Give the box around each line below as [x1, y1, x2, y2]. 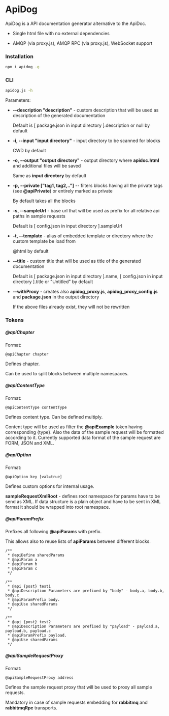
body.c [5, 593, 19, 598]
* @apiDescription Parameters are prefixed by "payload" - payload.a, [7, 624, 160, 629]
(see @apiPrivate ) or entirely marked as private [12, 188, 113, 194]
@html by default [12, 248, 49, 254]
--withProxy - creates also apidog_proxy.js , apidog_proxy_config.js [12, 289, 158, 295]
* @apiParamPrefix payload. [7, 633, 67, 638]
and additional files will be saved [12, 163, 81, 169]
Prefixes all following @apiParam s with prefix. [5, 529, 102, 535]
